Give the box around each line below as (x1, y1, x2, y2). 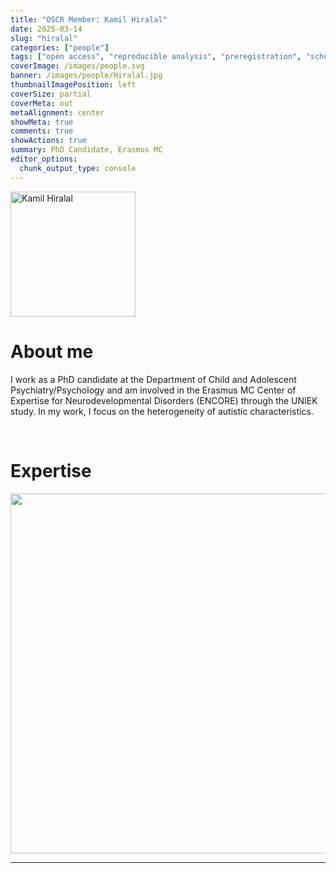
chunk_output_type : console (19, 163, 137, 173)
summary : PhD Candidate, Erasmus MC (10, 145, 163, 155)
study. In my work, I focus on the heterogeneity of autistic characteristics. (10, 405, 314, 417)
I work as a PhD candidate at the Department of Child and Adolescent (10, 373, 297, 385)
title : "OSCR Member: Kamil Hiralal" (10, 14, 168, 25)
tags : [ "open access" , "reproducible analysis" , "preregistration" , (10, 52, 302, 62)
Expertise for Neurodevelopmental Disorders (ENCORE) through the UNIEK (10, 394, 318, 406)
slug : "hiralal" (10, 33, 78, 43)
